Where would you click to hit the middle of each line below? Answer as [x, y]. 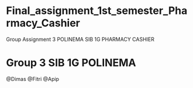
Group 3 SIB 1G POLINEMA [71, 63]
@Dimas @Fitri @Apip [33, 79]
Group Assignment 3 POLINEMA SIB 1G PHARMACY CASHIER [80, 39]
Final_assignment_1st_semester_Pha [97, 11]
